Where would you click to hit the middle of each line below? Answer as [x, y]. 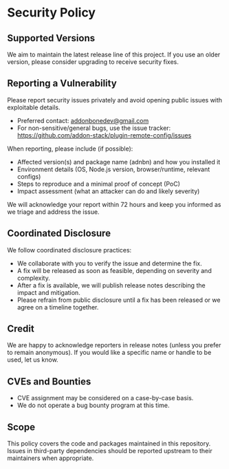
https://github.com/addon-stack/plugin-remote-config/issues [104, 135]
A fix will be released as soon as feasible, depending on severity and [114, 270]
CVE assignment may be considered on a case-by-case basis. [105, 398]
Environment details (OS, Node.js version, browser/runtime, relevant [113, 169]
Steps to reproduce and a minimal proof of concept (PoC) [99, 184]
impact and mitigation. [48, 292]
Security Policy [52, 13]
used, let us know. [33, 360]
